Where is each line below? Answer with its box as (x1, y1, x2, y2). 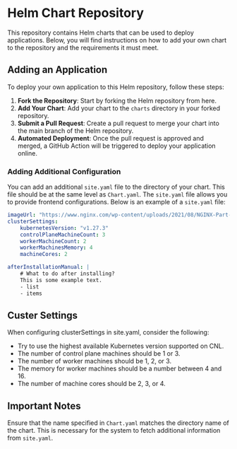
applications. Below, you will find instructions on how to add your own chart (7, 35, 227, 44)
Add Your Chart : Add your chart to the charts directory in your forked (17, 104, 221, 112)
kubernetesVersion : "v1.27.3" (20, 224, 109, 231)
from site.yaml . (7, 433, 54, 443)
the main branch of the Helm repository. (17, 126, 134, 135)
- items (20, 290, 42, 297)
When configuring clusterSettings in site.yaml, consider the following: (7, 328, 209, 337)
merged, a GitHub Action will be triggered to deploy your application (17, 141, 217, 150)
